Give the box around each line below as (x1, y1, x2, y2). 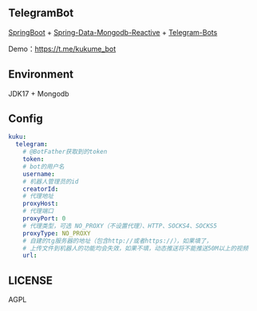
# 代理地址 (22, 192, 54, 200)
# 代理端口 (22, 207, 54, 215)
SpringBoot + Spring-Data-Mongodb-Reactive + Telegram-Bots (8, 27, 218, 37)
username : (22, 170, 56, 178)
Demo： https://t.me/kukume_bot (8, 44, 117, 53)
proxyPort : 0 (22, 215, 66, 222)
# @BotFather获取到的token (22, 148, 108, 156)
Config (8, 112, 43, 126)
